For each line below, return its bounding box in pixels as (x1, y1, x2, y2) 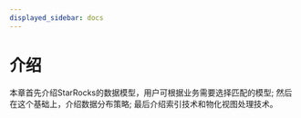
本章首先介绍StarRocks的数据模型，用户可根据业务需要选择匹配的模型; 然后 (9, 87, 293, 98)
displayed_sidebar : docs (9, 13, 104, 23)
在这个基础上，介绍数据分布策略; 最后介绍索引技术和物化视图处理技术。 (9, 98, 278, 109)
